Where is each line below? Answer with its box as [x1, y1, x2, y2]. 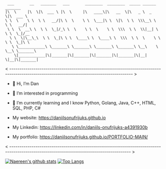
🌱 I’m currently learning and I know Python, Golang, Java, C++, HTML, [12, 100, 156, 106]
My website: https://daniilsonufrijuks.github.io [12, 115, 106, 120]
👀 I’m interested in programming [12, 90, 78, 96]
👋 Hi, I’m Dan [12, 81, 39, 86]
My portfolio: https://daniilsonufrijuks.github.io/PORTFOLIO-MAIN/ [12, 134, 148, 140]
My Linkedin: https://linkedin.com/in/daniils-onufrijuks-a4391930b [12, 124, 148, 130]
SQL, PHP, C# [12, 105, 41, 111]
